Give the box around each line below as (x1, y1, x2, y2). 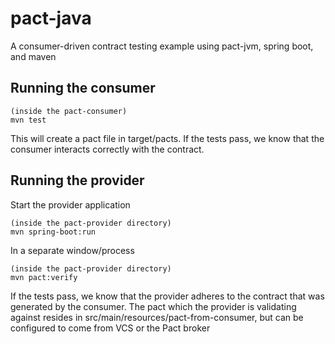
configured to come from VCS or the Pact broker (10, 322, 211, 334)
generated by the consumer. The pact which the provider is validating (10, 300, 297, 312)
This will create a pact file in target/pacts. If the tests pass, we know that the (10, 132, 325, 144)
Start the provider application (10, 198, 131, 211)
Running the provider (10, 172, 145, 189)
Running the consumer (10, 80, 156, 97)
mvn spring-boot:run (10, 227, 97, 237)
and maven (10, 50, 57, 62)
